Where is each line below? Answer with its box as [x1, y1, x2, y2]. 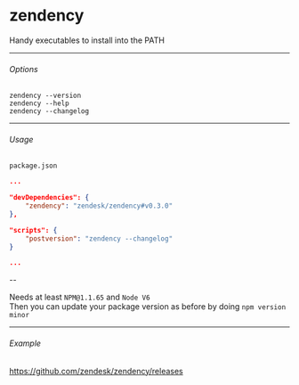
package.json [9, 161, 58, 170]
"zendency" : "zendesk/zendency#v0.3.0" [25, 201, 174, 210]
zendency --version [9, 91, 82, 101]
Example [9, 338, 42, 348]
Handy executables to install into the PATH [9, 35, 165, 45]
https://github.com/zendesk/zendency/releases [9, 365, 184, 376]
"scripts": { [9, 225, 58, 234]
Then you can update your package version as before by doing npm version [9, 301, 287, 312]
